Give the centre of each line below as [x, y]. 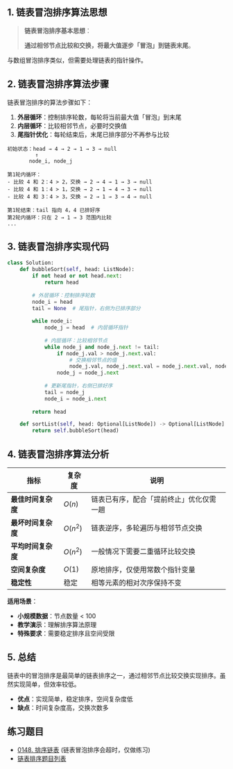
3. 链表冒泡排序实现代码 [58, 246]
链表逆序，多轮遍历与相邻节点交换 [147, 528]
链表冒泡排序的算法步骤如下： [50, 102]
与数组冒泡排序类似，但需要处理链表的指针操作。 [77, 60]
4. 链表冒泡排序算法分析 [58, 454]
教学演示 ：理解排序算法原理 [57, 625]
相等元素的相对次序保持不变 [136, 583]
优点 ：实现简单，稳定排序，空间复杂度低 [75, 699]
